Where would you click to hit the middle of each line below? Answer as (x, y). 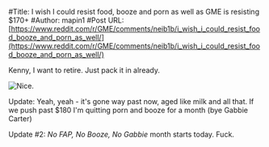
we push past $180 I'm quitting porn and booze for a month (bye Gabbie (128, 110)
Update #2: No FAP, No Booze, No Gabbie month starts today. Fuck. (121, 134)
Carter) (20, 119)
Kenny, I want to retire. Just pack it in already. (84, 70)
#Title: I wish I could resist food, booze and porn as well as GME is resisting (134, 12)
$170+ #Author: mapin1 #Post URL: (66, 20)
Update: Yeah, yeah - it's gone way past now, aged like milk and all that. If (131, 101)
